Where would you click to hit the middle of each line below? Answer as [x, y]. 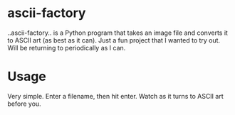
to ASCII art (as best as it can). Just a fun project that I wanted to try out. [114, 40]
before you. [24, 104]
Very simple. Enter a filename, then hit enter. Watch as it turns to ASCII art [115, 96]
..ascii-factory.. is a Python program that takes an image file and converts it [117, 33]
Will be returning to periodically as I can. [67, 48]
